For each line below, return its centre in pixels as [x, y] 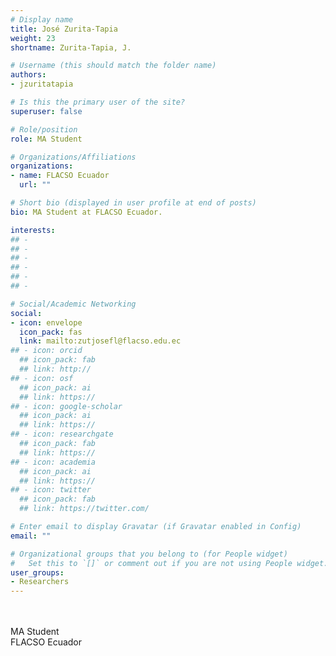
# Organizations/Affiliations [73, 157]
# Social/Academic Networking [73, 304]
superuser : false [46, 111]
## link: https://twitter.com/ [84, 509]
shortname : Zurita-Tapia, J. [71, 47]
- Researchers [40, 582]
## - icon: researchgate [62, 434]
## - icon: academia [53, 462]
